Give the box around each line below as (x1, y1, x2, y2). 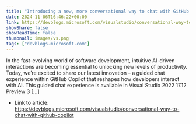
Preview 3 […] (6, 88, 40, 95)
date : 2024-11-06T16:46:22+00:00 (6, 14, 87, 20)
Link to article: (14, 99, 49, 106)
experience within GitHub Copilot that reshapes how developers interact (6, 75, 180, 82)
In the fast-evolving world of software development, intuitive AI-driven (6, 56, 175, 64)
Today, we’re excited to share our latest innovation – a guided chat (6, 69, 165, 76)
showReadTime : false (6, 30, 57, 36)
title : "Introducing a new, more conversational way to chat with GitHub (6, 8, 190, 15)
